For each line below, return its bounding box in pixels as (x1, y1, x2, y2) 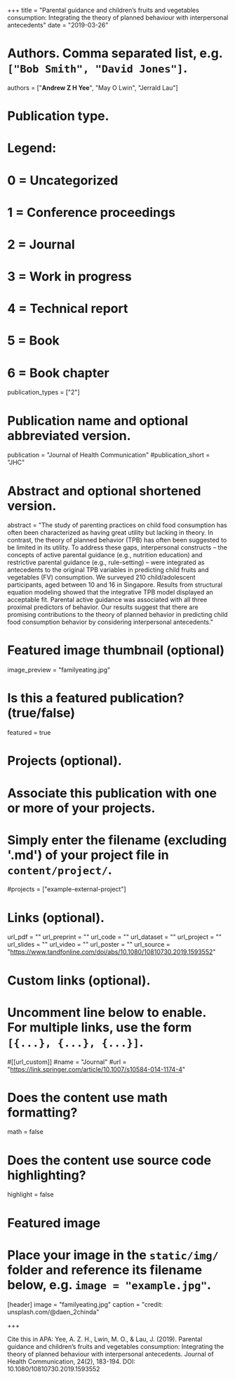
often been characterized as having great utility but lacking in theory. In (7, 528, 214, 537)
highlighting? (7, 1167, 86, 1183)
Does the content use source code (7, 1152, 212, 1168)
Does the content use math (7, 1089, 168, 1105)
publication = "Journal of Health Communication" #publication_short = (7, 451, 210, 459)
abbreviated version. (7, 427, 131, 444)
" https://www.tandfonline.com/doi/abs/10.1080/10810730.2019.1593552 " (7, 947, 216, 957)
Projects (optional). (7, 753, 123, 769)
